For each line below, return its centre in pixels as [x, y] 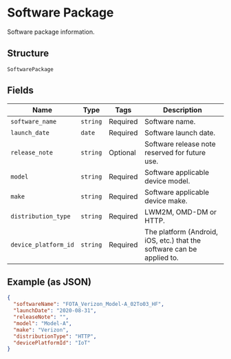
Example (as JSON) [49, 281]
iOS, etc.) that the [173, 240]
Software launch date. [180, 132]
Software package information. [51, 32]
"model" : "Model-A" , [43, 323]
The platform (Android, [181, 232]
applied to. [161, 258]
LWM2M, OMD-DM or [180, 212]
